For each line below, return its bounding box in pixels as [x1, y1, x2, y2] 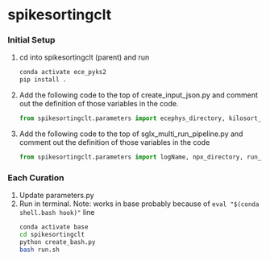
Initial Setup [7, 35, 56, 46]
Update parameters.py [19, 191, 94, 200]
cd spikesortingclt [19, 231, 85, 239]
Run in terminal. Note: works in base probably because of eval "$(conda [19, 199, 260, 208]
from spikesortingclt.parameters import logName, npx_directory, [19, 153, 243, 162]
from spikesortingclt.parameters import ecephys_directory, [19, 114, 226, 122]
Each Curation [7, 171, 64, 183]
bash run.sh [19, 246, 60, 254]
